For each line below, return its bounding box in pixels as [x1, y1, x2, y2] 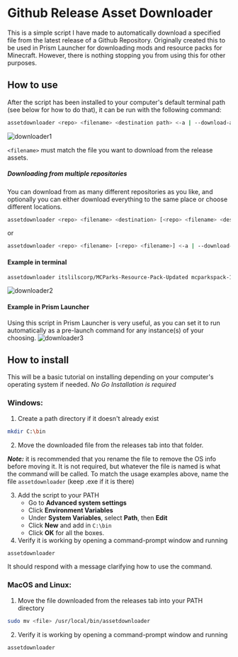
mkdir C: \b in [7, 427, 46, 435]
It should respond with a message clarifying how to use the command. [7, 562, 212, 571]
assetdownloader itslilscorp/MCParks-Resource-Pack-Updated [7, 274, 189, 281]
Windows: [7, 398, 44, 408]
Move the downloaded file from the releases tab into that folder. [17, 441, 204, 449]
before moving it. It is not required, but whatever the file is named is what [7, 462, 221, 471]
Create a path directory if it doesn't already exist [17, 414, 159, 422]
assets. [7, 153, 28, 162]
